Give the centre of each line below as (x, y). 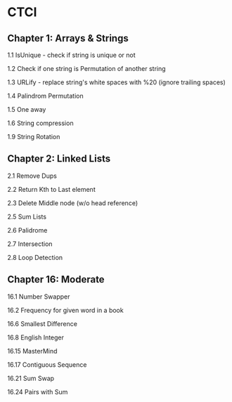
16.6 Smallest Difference (42, 323)
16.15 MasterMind (32, 351)
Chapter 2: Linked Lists (59, 159)
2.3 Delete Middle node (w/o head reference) (73, 203)
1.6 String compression (40, 123)
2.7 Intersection (30, 244)
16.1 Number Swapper (39, 297)
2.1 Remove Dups (32, 176)
